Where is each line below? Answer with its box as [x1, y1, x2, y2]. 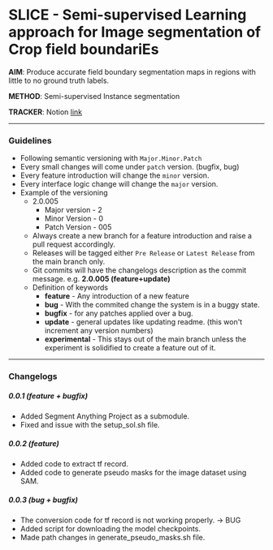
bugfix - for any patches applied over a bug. [44, 308, 193, 318]
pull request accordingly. [32, 239, 116, 249]
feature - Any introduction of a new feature [44, 291, 189, 301]
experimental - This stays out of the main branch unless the [44, 334, 246, 344]
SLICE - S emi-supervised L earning [8, 6, 247, 24]
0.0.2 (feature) [8, 438, 59, 448]
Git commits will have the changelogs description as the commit [32, 265, 247, 275]
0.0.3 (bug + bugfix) [8, 495, 79, 505]
